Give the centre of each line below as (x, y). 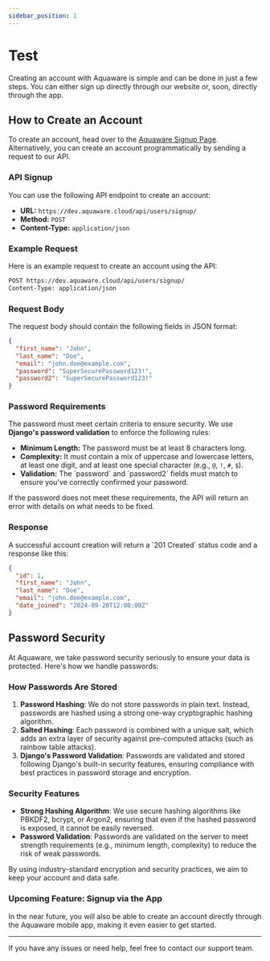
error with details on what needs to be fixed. (82, 507)
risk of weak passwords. (61, 854)
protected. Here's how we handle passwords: (84, 666)
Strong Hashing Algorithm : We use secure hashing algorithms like (130, 811)
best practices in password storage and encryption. (105, 772)
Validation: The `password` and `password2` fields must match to (129, 474)
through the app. (36, 95)
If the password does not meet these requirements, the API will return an (129, 498)
